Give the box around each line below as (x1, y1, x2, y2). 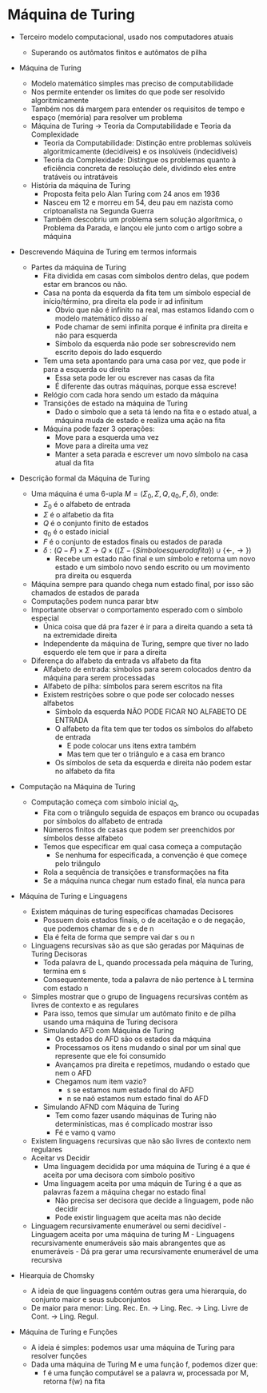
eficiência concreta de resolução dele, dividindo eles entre (42, 163, 237, 173)
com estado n (42, 984, 89, 993)
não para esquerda (54, 330, 118, 340)
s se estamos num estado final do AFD (66, 1085, 194, 1095)
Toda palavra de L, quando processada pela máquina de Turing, (42, 958, 253, 968)
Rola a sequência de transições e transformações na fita (42, 868, 229, 877)
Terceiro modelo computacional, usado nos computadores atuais (18, 32, 233, 42)
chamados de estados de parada (30, 588, 140, 597)
